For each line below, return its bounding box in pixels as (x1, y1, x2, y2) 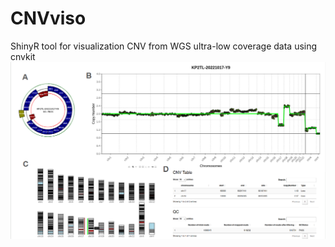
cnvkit (10, 50, 36, 62)
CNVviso (10, 7, 87, 30)
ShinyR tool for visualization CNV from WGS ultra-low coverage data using (10, 40, 318, 52)
